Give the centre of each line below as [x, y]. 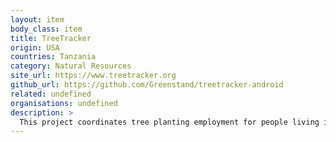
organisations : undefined [64, 103]
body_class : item [46, 29]
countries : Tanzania [53, 57]
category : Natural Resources [71, 66]
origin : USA [35, 47]
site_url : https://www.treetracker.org [93, 76]
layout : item [37, 19]
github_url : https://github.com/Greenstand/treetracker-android [147, 85]
